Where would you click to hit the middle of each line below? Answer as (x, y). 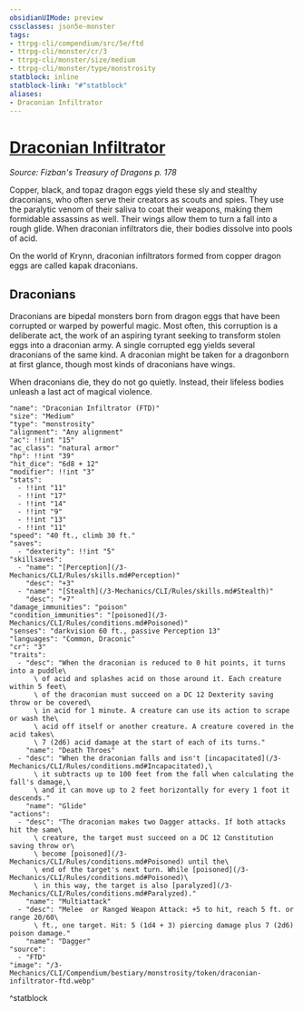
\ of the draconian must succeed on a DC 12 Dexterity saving (153, 695)
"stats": (26, 480)
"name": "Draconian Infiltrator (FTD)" (85, 409)
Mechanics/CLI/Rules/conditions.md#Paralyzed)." (103, 894)
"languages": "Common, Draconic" (73, 639)
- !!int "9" (40, 512)
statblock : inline (44, 77)
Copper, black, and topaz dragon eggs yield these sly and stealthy (133, 190)
